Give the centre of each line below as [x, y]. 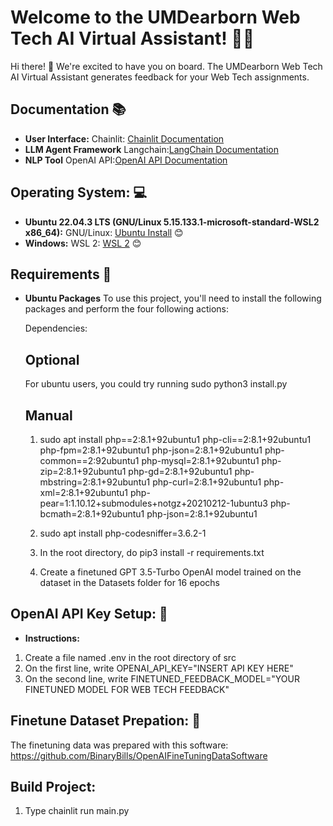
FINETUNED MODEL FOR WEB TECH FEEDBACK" [127, 689]
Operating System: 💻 [78, 192]
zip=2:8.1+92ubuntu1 [83, 471]
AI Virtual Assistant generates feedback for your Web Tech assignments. [160, 77]
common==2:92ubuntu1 [89, 460]
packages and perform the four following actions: [126, 309]
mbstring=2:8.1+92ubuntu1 [95, 482]
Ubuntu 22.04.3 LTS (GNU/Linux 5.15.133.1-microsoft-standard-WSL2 [172, 222]
